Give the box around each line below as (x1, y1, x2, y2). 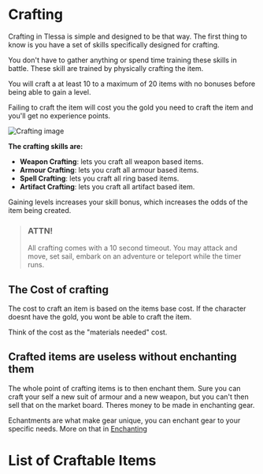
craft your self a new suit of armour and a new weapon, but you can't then (8, 392, 250, 401)
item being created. (8, 205, 72, 215)
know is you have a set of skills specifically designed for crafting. (8, 39, 220, 49)
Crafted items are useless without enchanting (8, 350, 238, 364)
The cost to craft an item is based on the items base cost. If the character (8, 304, 246, 313)
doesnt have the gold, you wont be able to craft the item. (8, 312, 192, 322)
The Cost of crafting (8, 282, 109, 297)
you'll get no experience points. (8, 110, 111, 120)
